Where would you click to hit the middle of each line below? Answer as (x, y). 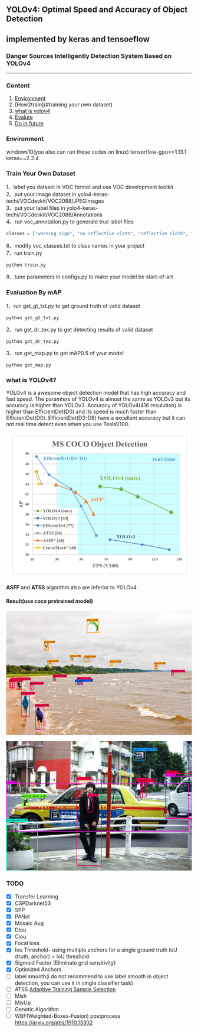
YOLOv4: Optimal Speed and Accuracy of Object (97, 10)
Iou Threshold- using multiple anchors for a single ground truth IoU (96, 950)
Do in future (29, 124)
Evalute (24, 117)
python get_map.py (29, 365)
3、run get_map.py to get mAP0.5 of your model (65, 353)
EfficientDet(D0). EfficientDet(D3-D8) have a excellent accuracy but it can (96, 418)
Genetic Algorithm (37, 1009)
